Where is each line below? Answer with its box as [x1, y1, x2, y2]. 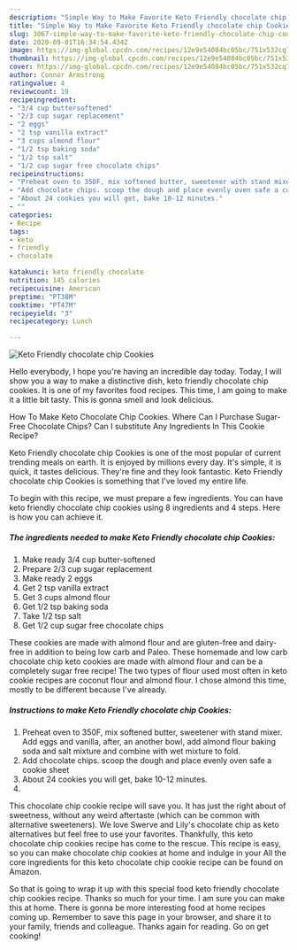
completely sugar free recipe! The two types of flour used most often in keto [9, 666, 288, 676]
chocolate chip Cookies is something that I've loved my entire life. [9, 475, 249, 487]
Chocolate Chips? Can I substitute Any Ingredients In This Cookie [27, 421, 265, 432]
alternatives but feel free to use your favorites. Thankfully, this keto [9, 829, 254, 839]
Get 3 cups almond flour [21, 592, 110, 603]
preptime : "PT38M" [9, 292, 77, 301]
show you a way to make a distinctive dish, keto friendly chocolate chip [9, 375, 269, 386]
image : [9, 46, 34, 55]
